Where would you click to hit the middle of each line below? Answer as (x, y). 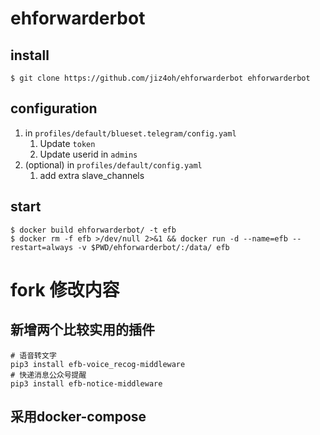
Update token (67, 143)
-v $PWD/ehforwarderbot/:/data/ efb (153, 247)
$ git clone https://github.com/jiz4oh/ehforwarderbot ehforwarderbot (160, 78)
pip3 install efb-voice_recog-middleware (98, 364)
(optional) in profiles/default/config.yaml (113, 164)
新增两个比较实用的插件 (82, 330)
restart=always (42, 247)
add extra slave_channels (92, 175)
